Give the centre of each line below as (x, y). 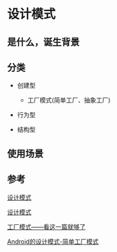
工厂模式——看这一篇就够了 (46, 226)
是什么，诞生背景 (43, 42)
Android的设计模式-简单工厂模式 (53, 241)
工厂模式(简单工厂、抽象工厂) (69, 100)
